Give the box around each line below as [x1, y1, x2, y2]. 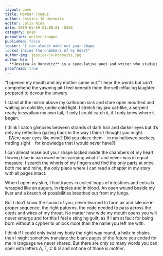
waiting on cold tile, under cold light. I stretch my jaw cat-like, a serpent [5, 105, 148, 110]
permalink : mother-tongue [5, 35, 57, 40]
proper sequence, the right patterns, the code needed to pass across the [5, 205, 151, 211]
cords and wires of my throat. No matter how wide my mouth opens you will [5, 210, 157, 215]
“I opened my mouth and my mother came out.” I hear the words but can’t [5, 80, 153, 85]
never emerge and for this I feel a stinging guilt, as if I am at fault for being [5, 215, 154, 221]
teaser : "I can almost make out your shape [5, 43, 95, 48]
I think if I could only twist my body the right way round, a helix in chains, [5, 230, 151, 235]
